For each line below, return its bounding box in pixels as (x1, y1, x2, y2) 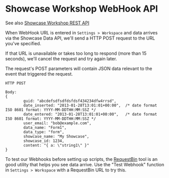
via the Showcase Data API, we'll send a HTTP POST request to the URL (5, 35, 155, 41)
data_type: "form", (23, 129, 65, 134)
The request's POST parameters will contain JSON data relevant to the (5, 65, 153, 72)
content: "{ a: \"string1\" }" (23, 143, 90, 148)
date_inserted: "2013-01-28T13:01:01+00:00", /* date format (23, 102, 157, 108)
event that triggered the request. (5, 70, 73, 77)
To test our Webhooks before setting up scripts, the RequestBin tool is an (5, 156, 158, 162)
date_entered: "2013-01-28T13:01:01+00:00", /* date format (23, 112, 157, 117)
